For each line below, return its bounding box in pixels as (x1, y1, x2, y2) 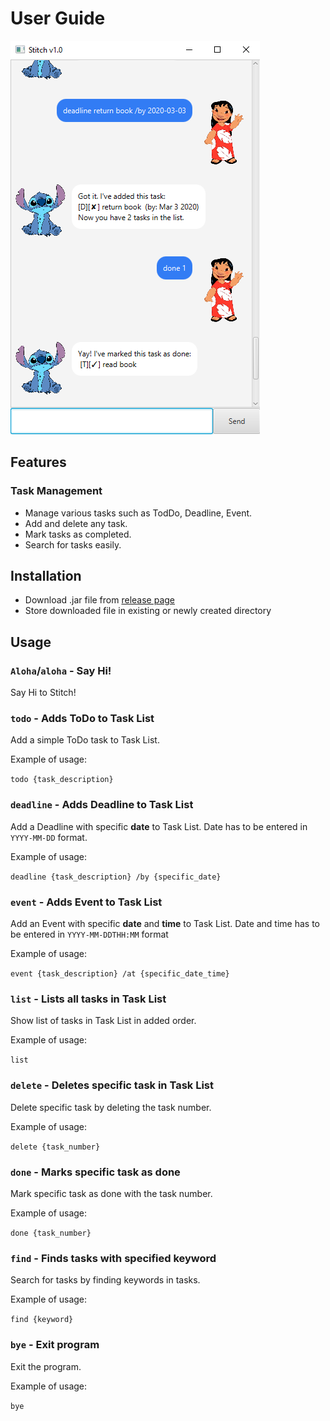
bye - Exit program (10, 1338, 100, 1352)
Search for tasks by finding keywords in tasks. (10, 1274, 201, 1286)
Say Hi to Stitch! (10, 687, 77, 699)
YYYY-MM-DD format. (10, 831, 88, 843)
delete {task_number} (10, 1142, 101, 1152)
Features (10, 454, 67, 471)
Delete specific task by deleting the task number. (10, 1101, 212, 1113)
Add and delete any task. (24, 517, 128, 529)
